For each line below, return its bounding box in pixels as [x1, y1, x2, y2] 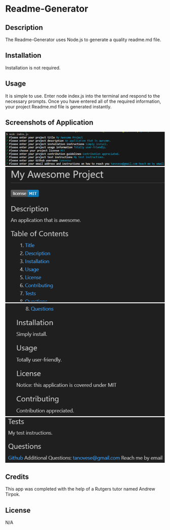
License [5, 506, 31, 514]
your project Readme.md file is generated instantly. [5, 103, 112, 109]
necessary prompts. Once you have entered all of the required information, [5, 98, 161, 104]
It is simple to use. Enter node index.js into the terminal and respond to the [5, 93, 160, 99]
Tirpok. [5, 492, 20, 498]
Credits [5, 473, 29, 481]
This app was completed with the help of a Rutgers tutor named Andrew [5, 486, 155, 492]
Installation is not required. [5, 64, 61, 71]
